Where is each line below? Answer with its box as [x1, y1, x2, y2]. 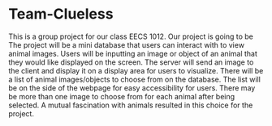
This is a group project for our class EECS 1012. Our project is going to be [8, 31, 254, 41]
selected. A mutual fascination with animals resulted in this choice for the [8, 100, 253, 110]
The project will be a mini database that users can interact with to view [8, 40, 245, 49]
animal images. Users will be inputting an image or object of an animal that [8, 48, 258, 58]
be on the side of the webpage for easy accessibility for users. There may [8, 82, 256, 93]
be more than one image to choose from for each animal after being [8, 91, 235, 101]
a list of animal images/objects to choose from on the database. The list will [8, 74, 261, 84]
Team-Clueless [8, 5, 114, 23]
